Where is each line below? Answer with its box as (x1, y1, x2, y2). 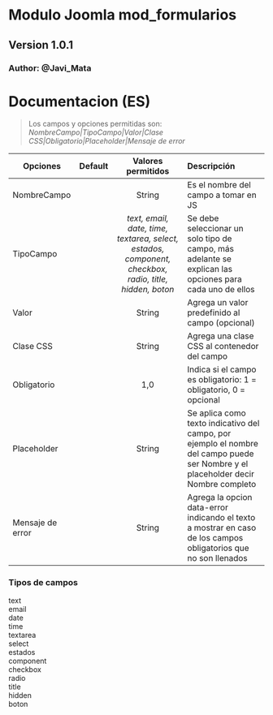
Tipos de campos (8, 577, 79, 588)
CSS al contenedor (187, 341, 259, 352)
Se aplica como (187, 407, 246, 419)
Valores (132, 156, 163, 167)
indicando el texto (187, 512, 256, 523)
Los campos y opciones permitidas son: (28, 119, 162, 129)
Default (79, 161, 109, 172)
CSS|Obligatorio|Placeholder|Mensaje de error (28, 136, 185, 146)
